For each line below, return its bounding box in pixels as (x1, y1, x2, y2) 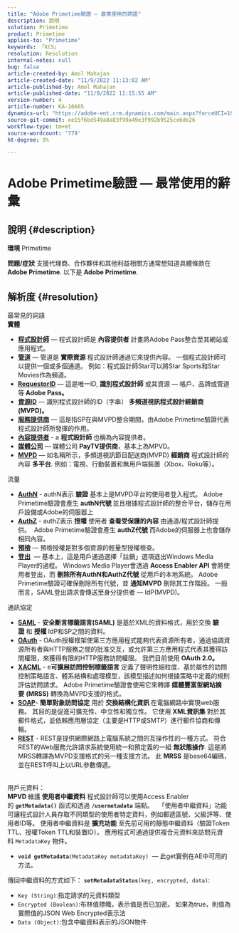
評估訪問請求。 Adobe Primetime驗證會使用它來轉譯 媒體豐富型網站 (17, 681, 216, 689)
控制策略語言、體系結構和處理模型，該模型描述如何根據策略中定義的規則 (17, 672, 230, 680)
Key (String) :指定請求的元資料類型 (17, 891, 121, 900)
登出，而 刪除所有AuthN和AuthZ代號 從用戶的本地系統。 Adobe (30, 570, 218, 579)
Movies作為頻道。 (17, 371, 71, 380)
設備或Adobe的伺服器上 (23, 508, 94, 516)
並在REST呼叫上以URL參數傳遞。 (17, 761, 115, 769)
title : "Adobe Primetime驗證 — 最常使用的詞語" (7, 10, 142, 18)
